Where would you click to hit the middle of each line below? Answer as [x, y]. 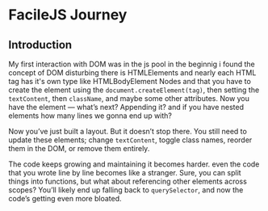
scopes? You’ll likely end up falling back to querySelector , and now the [126, 190]
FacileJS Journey [68, 15]
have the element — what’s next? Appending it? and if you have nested [126, 107]
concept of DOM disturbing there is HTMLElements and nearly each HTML [132, 73]
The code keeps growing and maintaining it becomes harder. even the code [134, 164]
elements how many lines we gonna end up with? [90, 116]
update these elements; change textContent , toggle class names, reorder [130, 140]
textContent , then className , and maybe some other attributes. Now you [129, 98]
